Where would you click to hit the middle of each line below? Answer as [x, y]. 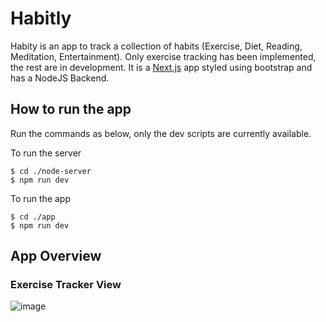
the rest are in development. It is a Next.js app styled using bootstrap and [161, 67]
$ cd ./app [33, 217]
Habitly [41, 18]
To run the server [46, 153]
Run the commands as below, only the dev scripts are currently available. [161, 133]
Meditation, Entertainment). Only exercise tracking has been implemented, [163, 56]
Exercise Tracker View [66, 285]
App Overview [56, 256]
